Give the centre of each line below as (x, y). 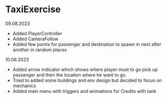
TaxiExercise (33, 9)
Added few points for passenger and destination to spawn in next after (87, 44)
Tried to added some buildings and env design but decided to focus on (87, 80)
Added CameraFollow (35, 39)
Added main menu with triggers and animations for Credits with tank (85, 91)
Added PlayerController (37, 33)
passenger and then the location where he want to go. (70, 75)
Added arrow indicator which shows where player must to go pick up (85, 69)
